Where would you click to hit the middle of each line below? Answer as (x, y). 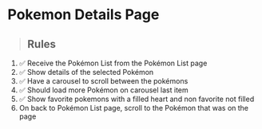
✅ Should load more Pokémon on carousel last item (103, 90)
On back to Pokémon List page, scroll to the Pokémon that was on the (134, 108)
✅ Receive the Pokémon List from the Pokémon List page (113, 63)
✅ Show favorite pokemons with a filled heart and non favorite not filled (137, 99)
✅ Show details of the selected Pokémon (86, 72)
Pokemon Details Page (83, 15)
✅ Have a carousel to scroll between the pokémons (103, 81)
